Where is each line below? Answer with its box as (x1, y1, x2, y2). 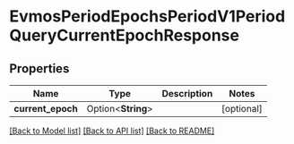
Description (161, 88, 213, 99)
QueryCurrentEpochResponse (9, 25, 240, 46)
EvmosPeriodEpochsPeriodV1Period (9, 6, 286, 27)
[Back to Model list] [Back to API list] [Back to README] (9, 125, 215, 136)
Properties (9, 61, 70, 76)
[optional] (220, 103, 263, 114)
